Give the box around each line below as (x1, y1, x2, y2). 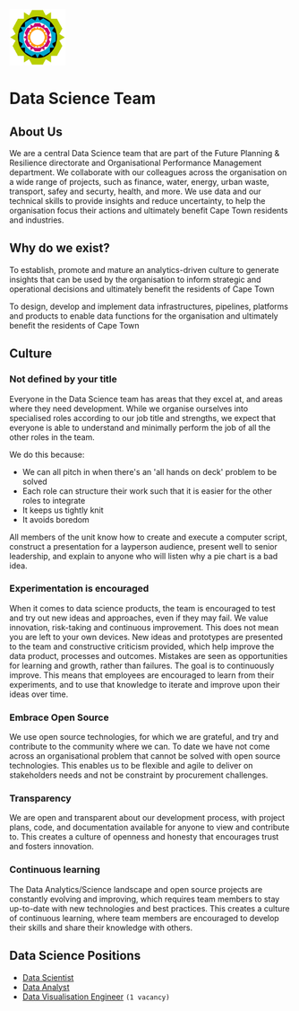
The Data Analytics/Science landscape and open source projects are (9, 884, 263, 894)
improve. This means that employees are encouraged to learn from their (9, 669, 275, 681)
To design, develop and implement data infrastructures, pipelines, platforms (9, 301, 289, 312)
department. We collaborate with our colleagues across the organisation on (9, 167, 287, 178)
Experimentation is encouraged (9, 583, 149, 595)
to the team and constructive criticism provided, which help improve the (9, 641, 275, 652)
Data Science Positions (9, 948, 141, 963)
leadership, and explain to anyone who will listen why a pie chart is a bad (9, 550, 278, 561)
